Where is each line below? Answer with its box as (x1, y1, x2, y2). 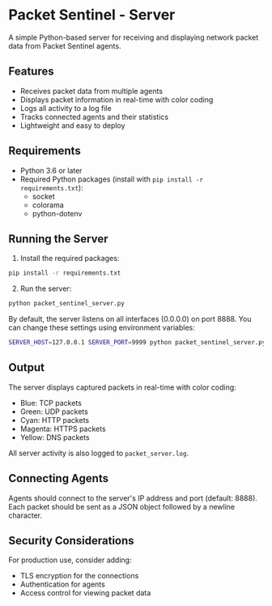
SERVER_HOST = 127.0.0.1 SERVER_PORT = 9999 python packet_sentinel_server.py (8, 339, 266, 347)
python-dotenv (32, 208, 83, 218)
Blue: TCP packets (19, 398, 83, 408)
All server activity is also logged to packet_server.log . (8, 448, 189, 458)
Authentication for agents (19, 579, 105, 589)
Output (8, 361, 45, 374)
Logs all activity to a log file (19, 103, 112, 113)
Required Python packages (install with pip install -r (19, 174, 204, 184)
